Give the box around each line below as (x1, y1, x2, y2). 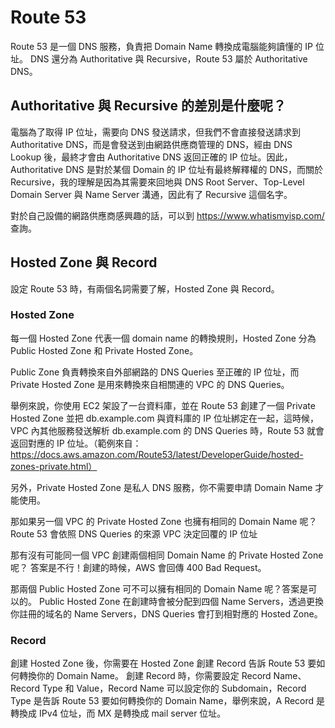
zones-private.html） (10, 460, 98, 472)
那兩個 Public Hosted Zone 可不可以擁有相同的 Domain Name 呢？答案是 (10, 582, 309, 595)
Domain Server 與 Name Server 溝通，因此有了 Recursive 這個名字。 (10, 188, 293, 200)
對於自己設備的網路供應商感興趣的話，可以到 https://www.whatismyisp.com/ (10, 209, 325, 221)
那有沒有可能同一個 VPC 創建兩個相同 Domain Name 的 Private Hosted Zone (10, 549, 324, 561)
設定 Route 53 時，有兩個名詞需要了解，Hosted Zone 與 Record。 (10, 282, 280, 295)
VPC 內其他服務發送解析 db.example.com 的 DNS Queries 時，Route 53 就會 (10, 424, 325, 436)
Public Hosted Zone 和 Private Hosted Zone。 (10, 344, 199, 356)
